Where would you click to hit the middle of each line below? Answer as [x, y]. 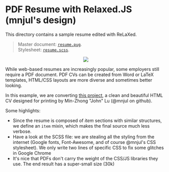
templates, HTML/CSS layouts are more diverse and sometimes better [79, 80]
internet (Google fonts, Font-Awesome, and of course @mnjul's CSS [84, 142]
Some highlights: [23, 110]
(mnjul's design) [41, 20]
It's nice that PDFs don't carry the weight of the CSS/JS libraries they [85, 158]
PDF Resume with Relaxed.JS [69, 9]
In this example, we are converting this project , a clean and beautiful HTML [84, 95]
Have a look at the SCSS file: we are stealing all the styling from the [83, 137]
